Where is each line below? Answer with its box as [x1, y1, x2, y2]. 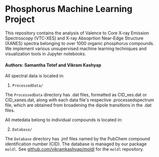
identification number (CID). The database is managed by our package [5, 141, 147, 147]
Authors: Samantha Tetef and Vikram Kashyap [5, 62, 101, 68]
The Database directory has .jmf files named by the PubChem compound [5, 136, 150, 142]
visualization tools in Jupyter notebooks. [5, 50, 86, 57]
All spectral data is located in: [5, 73, 64, 79]
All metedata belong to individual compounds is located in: [5, 117, 123, 123]
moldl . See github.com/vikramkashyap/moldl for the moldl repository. [5, 146, 144, 152]
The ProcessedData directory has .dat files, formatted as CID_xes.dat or [5, 92, 147, 98]
